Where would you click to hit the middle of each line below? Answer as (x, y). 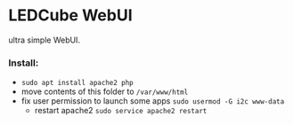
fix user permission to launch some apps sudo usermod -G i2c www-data (153, 101)
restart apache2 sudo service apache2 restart (121, 111)
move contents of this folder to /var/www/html (105, 92)
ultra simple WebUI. (45, 40)
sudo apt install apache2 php (77, 83)
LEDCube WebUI (70, 15)
